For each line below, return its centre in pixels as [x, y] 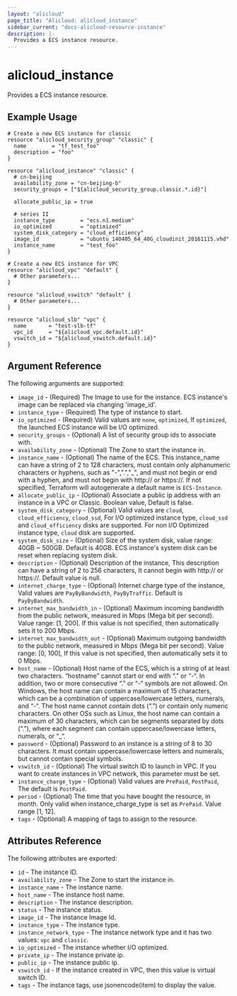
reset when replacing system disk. [68, 555]
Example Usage [42, 117]
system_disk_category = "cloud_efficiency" [79, 233]
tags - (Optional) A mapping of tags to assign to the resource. [107, 819]
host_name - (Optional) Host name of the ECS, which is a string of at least [123, 668]
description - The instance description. [75, 902]
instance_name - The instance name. [70, 887]
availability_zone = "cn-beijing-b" [68, 183]
